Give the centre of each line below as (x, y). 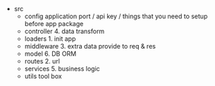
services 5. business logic (62, 69)
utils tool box (43, 76)
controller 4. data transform (64, 31)
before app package (54, 24)
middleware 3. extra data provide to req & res (90, 46)
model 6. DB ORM (50, 54)
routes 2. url (42, 61)
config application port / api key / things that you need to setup (116, 16)
